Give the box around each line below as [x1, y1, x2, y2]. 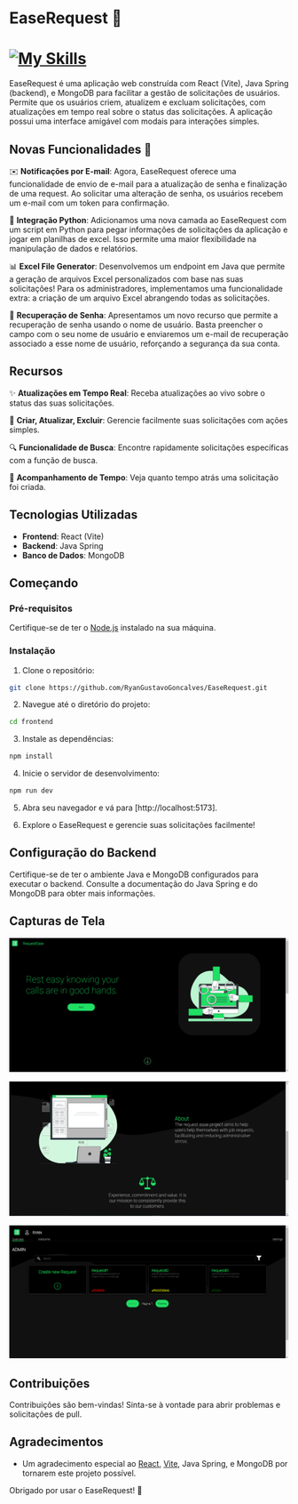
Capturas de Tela [9, 913, 106, 929]
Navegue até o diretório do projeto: [21, 699, 151, 710]
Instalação [9, 645, 56, 657]
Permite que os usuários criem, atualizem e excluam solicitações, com [9, 97, 266, 108]
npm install [9, 752, 53, 761]
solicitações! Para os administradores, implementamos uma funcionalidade [9, 283, 284, 294]
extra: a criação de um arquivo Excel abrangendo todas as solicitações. [9, 293, 271, 303]
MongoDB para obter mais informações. [9, 888, 156, 898]
